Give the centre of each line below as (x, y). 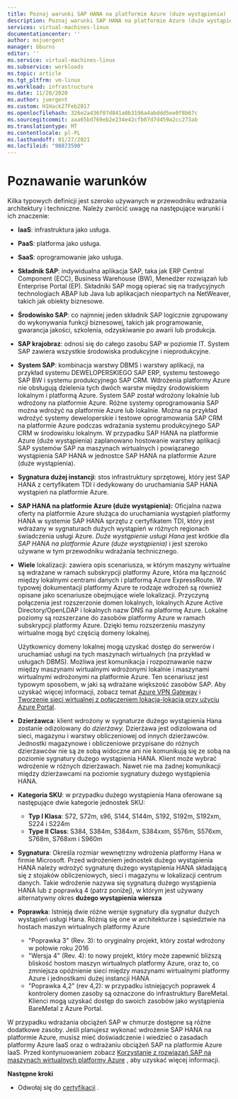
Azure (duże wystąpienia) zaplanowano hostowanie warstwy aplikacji (119, 440)
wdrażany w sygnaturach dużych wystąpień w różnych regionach (113, 529)
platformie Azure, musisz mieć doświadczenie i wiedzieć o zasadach (108, 1037)
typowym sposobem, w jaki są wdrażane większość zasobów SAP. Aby (122, 684)
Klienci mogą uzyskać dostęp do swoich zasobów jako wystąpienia (126, 1001)
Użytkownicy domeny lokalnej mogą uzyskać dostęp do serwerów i (116, 646)
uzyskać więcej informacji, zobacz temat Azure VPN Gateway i (109, 692)
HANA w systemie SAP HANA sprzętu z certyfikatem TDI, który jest (116, 521)
